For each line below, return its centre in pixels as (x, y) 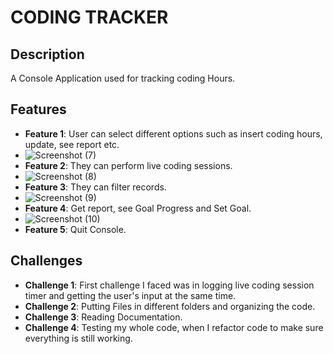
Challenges (46, 261)
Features (38, 109)
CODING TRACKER (89, 17)
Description (47, 54)
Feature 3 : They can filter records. (95, 187)
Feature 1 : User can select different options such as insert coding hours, (173, 133)
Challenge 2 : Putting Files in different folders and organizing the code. (170, 306)
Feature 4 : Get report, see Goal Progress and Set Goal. (138, 208)
